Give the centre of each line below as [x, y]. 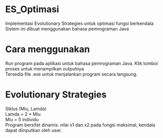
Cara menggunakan [48, 49]
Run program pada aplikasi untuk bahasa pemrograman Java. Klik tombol [81, 63]
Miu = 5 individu [22, 119]
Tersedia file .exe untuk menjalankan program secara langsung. [71, 74]
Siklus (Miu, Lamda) [26, 109]
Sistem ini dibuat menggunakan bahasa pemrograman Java [67, 28]
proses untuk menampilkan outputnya [45, 68]
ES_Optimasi [32, 9]
